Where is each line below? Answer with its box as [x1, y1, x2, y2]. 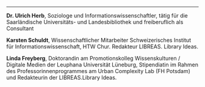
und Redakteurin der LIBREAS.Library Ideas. [6, 74, 117, 81]
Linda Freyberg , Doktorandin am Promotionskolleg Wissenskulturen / [6, 55, 181, 62]
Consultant [6, 25, 34, 32]
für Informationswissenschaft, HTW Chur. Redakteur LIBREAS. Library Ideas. [6, 43, 198, 50]
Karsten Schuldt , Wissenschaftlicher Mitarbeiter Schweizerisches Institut [6, 37, 191, 43]
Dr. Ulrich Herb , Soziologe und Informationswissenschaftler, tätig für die [6, 12, 188, 19]
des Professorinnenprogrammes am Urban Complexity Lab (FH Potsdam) [6, 68, 191, 74]
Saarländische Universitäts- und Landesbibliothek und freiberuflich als [6, 19, 184, 25]
